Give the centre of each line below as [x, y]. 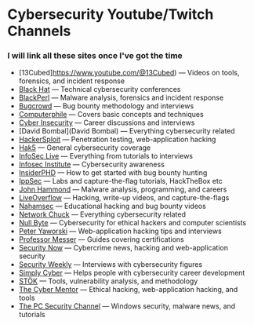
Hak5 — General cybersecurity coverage [85, 148]
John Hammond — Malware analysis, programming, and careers [123, 189]
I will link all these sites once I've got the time [95, 56]
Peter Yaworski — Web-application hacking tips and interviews [120, 231]
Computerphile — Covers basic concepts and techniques [111, 115]
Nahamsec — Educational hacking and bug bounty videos [112, 206]
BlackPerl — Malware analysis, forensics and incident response [121, 98]
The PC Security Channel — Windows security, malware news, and [127, 306]
